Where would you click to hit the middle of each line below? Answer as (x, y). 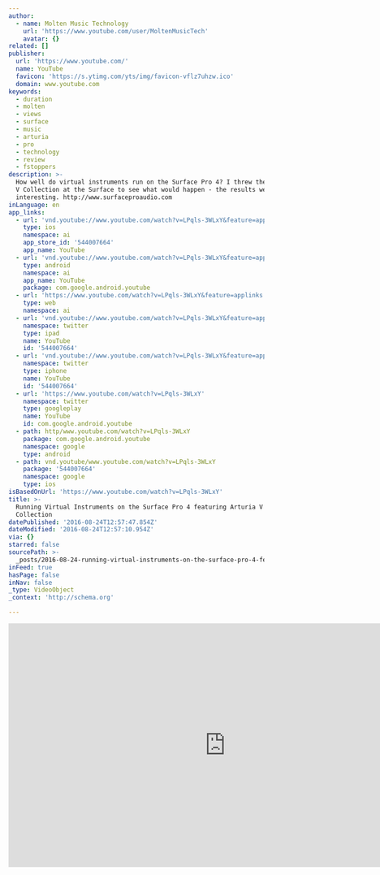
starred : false (34, 545)
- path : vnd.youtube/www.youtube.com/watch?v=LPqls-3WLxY (116, 461)
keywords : (25, 91)
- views (29, 115)
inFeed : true (30, 567)
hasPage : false (34, 575)
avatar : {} (41, 39)
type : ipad (41, 333)
